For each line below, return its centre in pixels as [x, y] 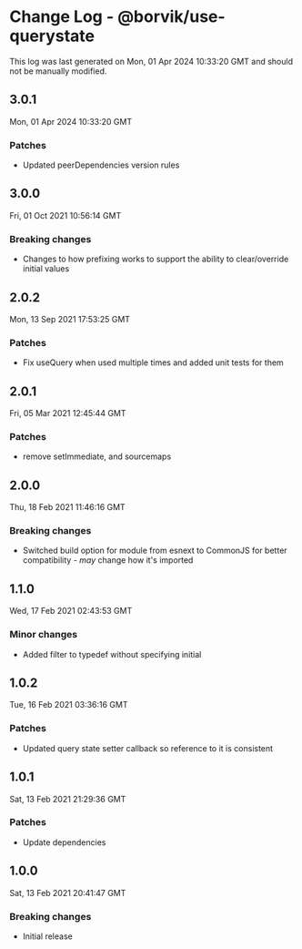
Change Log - [62, 17]
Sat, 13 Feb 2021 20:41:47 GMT [68, 893]
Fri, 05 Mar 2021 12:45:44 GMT [68, 413]
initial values [46, 269]
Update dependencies [64, 842]
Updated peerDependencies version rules [101, 165]
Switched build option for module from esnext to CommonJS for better [155, 551]
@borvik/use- [171, 17]
